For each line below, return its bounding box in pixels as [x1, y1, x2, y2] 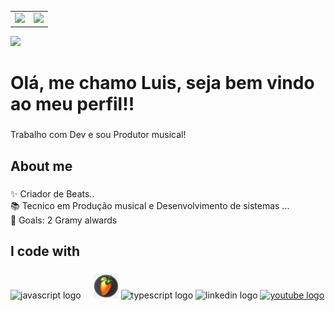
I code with [10, 243, 81, 260]
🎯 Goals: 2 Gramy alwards [10, 214, 118, 226]
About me [10, 157, 73, 175]
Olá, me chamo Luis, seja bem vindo [10, 72, 315, 95]
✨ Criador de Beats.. [10, 187, 95, 200]
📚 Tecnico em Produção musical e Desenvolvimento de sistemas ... [10, 199, 290, 211]
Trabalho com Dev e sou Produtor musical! [10, 129, 187, 141]
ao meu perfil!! [10, 93, 135, 116]
